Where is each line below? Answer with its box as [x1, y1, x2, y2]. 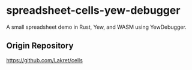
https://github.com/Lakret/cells [6, 56, 83, 63]
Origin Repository [6, 41, 74, 51]
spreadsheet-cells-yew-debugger [6, 4, 181, 17]
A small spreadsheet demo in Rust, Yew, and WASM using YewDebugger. [6, 23, 187, 31]
